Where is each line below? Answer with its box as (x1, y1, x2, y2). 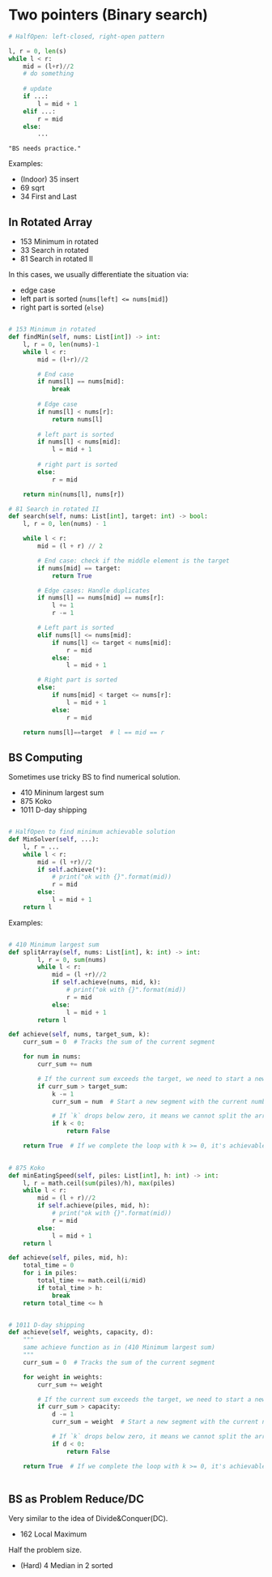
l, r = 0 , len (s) (8, 47, 67, 55)
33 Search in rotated (19, 246, 89, 255)
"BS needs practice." (8, 144, 82, 153)
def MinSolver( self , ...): (8, 836, 100, 844)
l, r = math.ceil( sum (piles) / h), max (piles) (23, 1179, 176, 1187)
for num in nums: (23, 1053, 82, 1061)
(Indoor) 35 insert (19, 174, 79, 184)
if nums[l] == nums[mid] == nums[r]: (37, 594, 164, 602)
